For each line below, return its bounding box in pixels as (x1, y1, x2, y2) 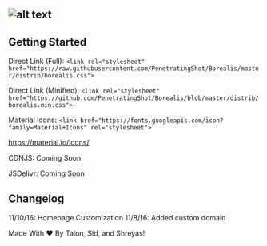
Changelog (8, 192, 65, 205)
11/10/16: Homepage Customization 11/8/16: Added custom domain (8, 213, 226, 223)
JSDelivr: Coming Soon (8, 169, 86, 178)
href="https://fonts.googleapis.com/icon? (79, 117, 224, 125)
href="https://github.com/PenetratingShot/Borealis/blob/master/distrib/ (8, 94, 260, 102)
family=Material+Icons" (8, 124, 88, 132)
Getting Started (8, 35, 87, 49)
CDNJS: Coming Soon (8, 153, 82, 163)
